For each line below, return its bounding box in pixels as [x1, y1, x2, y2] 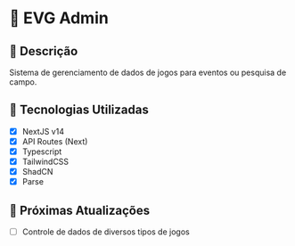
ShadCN [21, 167, 53, 177]
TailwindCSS [21, 156, 70, 167]
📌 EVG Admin [9, 8, 109, 29]
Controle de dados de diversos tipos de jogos [21, 226, 190, 237]
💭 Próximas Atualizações [9, 202, 150, 217]
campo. [9, 77, 37, 87]
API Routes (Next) [21, 135, 88, 146]
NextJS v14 [21, 126, 65, 136]
